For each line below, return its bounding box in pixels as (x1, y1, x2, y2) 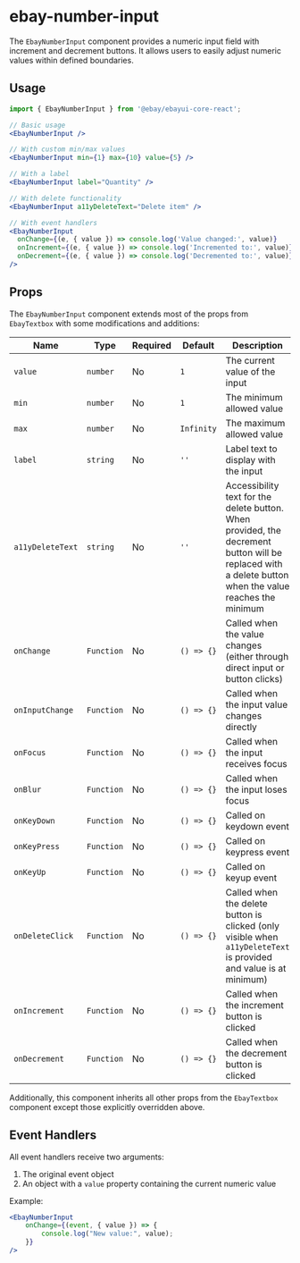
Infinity (179, 423, 217, 434)
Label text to (225, 442, 279, 455)
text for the (225, 490, 272, 502)
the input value (225, 698, 288, 711)
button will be (225, 546, 283, 559)
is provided (225, 950, 272, 963)
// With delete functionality (9, 194, 122, 203)
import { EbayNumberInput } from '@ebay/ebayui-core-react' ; (9, 105, 242, 114)
